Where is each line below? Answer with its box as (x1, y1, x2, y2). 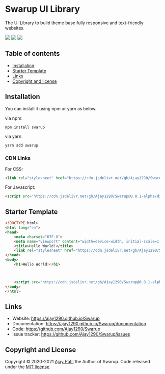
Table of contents (5, 49, 60, 58)
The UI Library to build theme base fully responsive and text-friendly (5, 20, 144, 26)
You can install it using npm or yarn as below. (5, 105, 97, 111)
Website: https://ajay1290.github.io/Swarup (12, 315, 100, 321)
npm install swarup (5, 125, 45, 130)
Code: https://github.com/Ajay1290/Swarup (12, 326, 101, 332)
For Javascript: (5, 184, 35, 190)
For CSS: (5, 166, 23, 172)
